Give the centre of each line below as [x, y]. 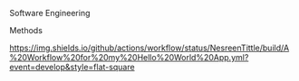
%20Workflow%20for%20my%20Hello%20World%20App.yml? [129, 57]
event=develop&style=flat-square [72, 67]
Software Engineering [50, 13]
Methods [26, 30]
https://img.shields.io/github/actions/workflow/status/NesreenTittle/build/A [149, 48]
